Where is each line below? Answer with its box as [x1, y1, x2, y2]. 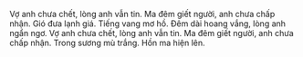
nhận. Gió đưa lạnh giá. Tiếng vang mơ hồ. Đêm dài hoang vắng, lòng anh [9, 18, 286, 29]
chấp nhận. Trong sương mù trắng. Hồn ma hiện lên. [9, 37, 205, 48]
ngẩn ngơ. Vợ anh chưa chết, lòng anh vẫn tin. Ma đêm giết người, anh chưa [9, 28, 294, 38]
